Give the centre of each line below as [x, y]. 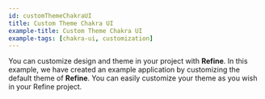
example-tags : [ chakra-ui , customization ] [81, 38]
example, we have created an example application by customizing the [124, 70]
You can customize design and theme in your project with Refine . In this [128, 61]
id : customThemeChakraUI [50, 16]
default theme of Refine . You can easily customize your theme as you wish [133, 78]
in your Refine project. [45, 87]
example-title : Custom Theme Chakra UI [76, 31]
